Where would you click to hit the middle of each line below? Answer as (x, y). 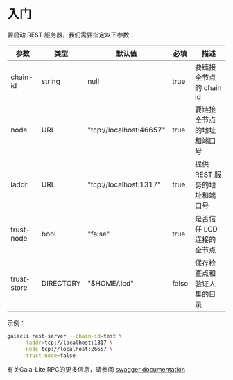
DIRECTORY (61, 283)
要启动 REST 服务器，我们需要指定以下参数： (71, 35)
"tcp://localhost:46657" (127, 130)
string (51, 81)
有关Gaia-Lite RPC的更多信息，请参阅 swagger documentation (96, 370)
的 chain (208, 87)
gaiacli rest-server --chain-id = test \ (65, 336)
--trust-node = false (48, 355)
